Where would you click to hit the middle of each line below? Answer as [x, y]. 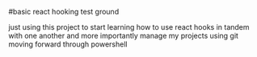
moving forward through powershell [68, 44]
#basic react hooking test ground [64, 12]
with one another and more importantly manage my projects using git [123, 36]
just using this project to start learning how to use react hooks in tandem [129, 27]
